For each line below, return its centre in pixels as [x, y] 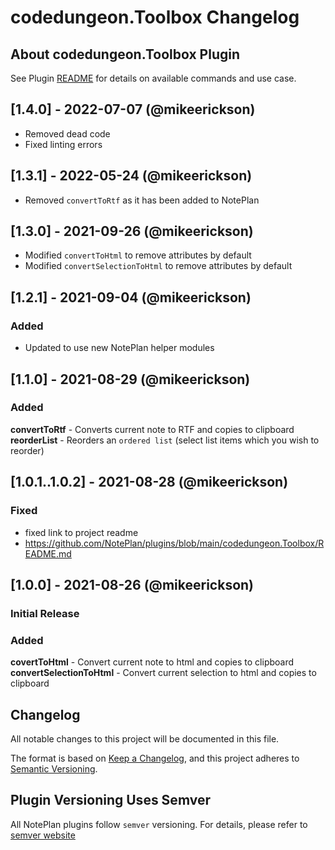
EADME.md [48, 553]
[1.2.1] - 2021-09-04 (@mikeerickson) [131, 297]
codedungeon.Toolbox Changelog [155, 17]
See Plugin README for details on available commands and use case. [153, 78]
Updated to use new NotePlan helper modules [119, 348]
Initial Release [45, 613]
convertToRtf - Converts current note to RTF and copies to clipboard [152, 429]
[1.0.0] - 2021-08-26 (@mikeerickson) [132, 584]
